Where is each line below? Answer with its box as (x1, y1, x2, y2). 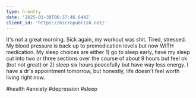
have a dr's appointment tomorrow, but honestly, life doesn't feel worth (6, 68, 180, 75)
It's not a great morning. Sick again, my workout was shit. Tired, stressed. (6, 36, 186, 43)
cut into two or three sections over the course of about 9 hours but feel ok (6, 55, 188, 62)
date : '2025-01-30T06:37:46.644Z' (6, 14, 92, 20)
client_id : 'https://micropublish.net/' (6, 20, 108, 26)
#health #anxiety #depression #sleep (6, 86, 98, 93)
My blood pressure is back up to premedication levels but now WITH (6, 42, 174, 49)
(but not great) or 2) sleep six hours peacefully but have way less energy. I (6, 61, 189, 68)
